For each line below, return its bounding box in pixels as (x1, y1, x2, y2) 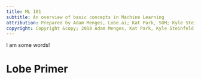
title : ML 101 (6, 8, 42, 15)
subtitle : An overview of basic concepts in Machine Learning (6, 14, 165, 20)
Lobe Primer (6, 62, 68, 76)
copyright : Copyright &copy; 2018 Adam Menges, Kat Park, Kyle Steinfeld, (6, 25, 197, 31)
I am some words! (6, 42, 50, 49)
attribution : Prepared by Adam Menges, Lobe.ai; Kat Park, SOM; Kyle (6, 20, 184, 26)
